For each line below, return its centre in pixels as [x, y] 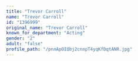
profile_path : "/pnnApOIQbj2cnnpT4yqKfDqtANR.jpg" [69, 49]
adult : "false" [25, 44]
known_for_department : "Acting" [46, 33]
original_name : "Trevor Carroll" [47, 28]
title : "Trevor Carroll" [36, 11]
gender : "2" [21, 38]
